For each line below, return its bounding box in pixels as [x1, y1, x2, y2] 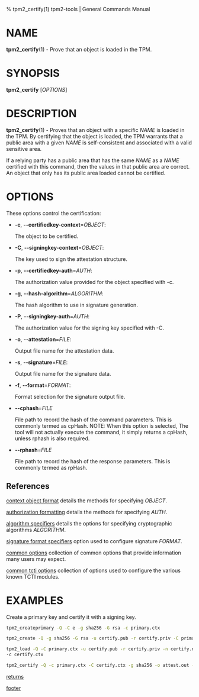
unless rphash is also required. [14, 435, 90, 442]
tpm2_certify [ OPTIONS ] [6, 86, 68, 93]
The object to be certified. [14, 233, 79, 240]
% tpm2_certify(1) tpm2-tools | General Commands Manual [6, 6, 150, 12]
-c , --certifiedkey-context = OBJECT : [14, 221, 107, 228]
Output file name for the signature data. [14, 370, 111, 377]
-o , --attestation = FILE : [14, 335, 72, 343]
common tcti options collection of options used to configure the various [6, 567, 181, 574]
